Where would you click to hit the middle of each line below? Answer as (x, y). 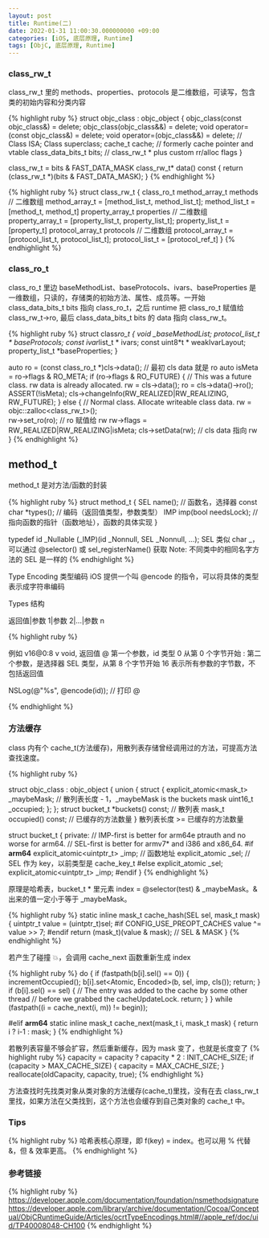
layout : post (30, 16)
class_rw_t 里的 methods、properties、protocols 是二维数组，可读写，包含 (132, 92)
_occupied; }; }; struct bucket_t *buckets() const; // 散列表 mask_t (116, 809)
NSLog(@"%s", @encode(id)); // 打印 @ (74, 690)
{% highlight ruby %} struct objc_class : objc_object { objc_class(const (125, 118)
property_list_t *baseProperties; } (63, 350)
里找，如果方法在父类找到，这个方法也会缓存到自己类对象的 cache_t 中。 (129, 1101)
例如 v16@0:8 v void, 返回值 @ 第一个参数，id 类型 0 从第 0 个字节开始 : (127, 653)
